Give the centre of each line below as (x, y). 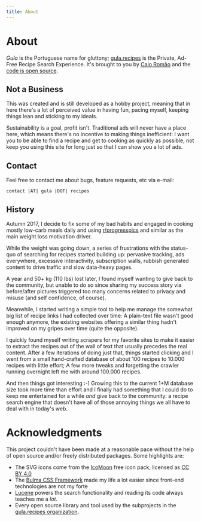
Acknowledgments (54, 433)
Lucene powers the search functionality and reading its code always (99, 492)
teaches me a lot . (36, 499)
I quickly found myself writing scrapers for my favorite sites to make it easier (100, 340)
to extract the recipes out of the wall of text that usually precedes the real (97, 346)
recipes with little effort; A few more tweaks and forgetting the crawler (93, 365)
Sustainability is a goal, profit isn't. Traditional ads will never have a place (96, 128)
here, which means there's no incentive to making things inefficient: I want (98, 134)
